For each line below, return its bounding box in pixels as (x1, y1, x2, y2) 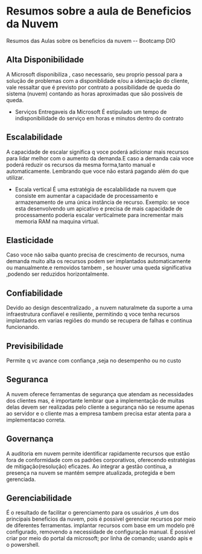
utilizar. (6, 174, 25, 181)
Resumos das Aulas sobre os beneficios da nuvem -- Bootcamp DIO (6, 37, 176, 44)
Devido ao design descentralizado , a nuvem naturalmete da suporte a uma (6, 304, 193, 311)
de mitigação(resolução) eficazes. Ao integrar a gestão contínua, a (6, 463, 172, 470)
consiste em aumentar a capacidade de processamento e (14, 192, 159, 199)
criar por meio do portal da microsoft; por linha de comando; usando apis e (6, 535, 193, 542)
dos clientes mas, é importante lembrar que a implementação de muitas (6, 397, 185, 404)
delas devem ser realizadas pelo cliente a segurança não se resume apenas (6, 403, 195, 411)
